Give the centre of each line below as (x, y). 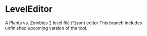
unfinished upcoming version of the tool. (46, 28)
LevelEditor (29, 9)
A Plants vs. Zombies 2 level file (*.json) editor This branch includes (73, 23)
